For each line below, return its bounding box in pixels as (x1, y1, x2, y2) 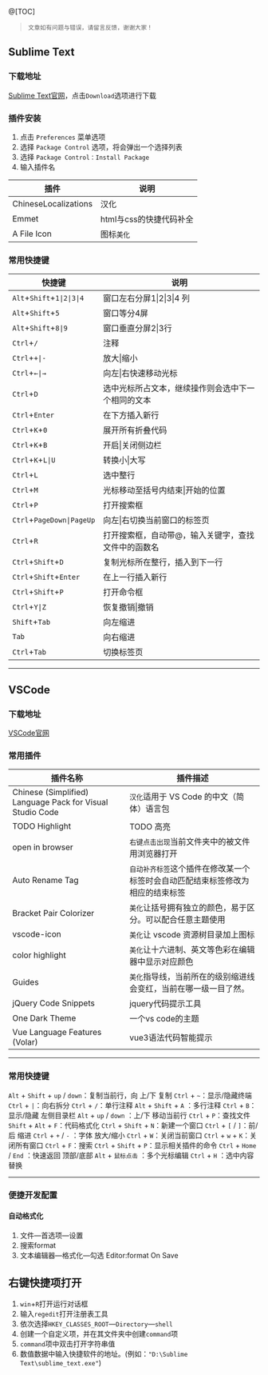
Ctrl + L (12, 470, 38, 481)
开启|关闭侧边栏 (102, 440, 162, 451)
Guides (12, 977, 39, 988)
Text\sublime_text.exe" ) (19, 1357, 102, 1367)
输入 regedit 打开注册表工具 (19, 1309, 108, 1318)
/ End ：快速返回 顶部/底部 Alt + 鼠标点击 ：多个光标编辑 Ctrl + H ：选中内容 (8, 1150, 254, 1160)
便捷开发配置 (8, 1189, 58, 1201)
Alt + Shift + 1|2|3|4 (12, 292, 85, 303)
